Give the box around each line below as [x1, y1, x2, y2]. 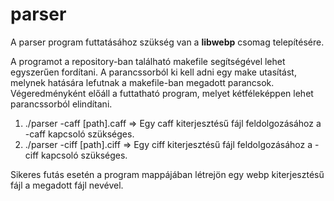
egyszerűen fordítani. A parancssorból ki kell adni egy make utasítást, [10, 66, 297, 78]
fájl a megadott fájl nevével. [10, 179, 124, 191]
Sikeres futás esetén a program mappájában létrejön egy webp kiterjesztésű [10, 168, 325, 180]
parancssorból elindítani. [10, 98, 113, 110]
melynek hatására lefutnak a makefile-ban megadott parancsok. [10, 76, 275, 88]
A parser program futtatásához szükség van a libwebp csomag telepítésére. [10, 36, 325, 48]
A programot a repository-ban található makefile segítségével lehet [10, 55, 286, 67]
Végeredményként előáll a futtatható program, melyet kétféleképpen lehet [10, 87, 314, 99]
